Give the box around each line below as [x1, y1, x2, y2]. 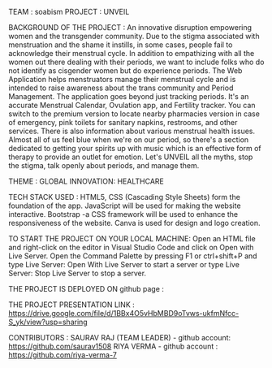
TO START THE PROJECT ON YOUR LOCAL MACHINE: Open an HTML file [8, 234, 256, 243]
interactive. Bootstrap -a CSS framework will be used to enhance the [8, 210, 238, 219]
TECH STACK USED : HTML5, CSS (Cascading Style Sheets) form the [8, 193, 241, 201]
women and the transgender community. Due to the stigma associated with [8, 32, 260, 41]
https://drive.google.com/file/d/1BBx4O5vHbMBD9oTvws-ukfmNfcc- [8, 309, 240, 318]
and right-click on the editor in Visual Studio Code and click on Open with [8, 243, 254, 252]
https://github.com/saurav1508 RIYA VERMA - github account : [8, 341, 218, 351]
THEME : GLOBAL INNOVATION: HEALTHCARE [8, 176, 164, 186]
